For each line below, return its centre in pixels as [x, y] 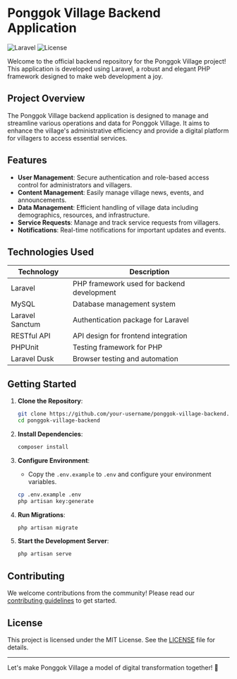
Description [150, 272]
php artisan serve [44, 554]
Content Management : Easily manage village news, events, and [111, 192]
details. [18, 647]
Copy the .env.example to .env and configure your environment [120, 474]
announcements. [42, 200]
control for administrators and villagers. [75, 184]
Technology [38, 272]
